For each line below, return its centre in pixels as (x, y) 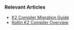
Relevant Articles (25, 7)
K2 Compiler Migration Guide (40, 18)
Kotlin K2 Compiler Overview (40, 22)
